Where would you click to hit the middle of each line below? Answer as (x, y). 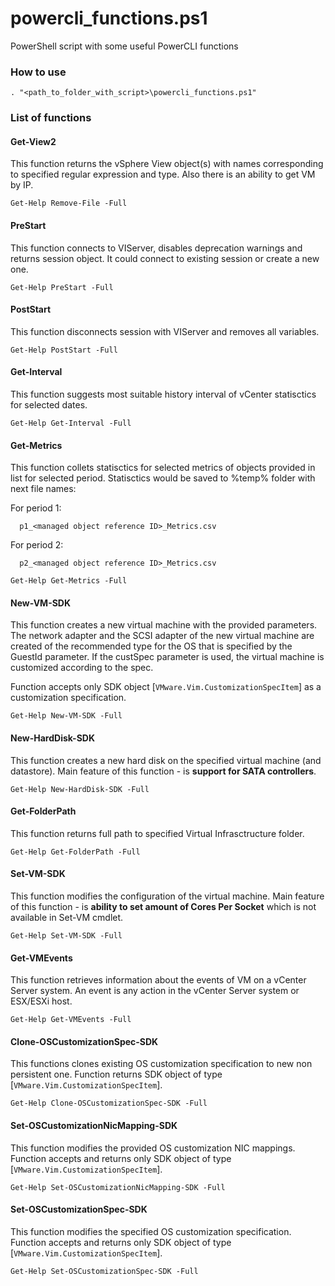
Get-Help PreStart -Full (62, 287)
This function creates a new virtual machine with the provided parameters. (164, 625)
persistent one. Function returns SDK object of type (116, 1074)
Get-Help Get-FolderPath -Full (75, 852)
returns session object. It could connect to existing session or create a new (165, 258)
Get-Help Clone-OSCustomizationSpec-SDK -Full (109, 1103)
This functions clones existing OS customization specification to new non (161, 1064)
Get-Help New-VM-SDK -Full (66, 716)
